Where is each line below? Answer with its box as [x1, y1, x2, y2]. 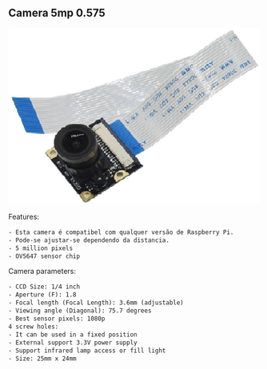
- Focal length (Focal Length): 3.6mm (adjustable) [8, 299, 184, 307]
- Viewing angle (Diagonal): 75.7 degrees [8, 307, 152, 315]
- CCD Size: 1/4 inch [8, 283, 81, 291]
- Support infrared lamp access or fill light [8, 347, 166, 355]
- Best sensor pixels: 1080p [8, 315, 106, 323]
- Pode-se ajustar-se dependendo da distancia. [8, 236, 170, 244]
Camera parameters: [8, 266, 77, 276]
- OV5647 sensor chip [8, 252, 81, 260]
